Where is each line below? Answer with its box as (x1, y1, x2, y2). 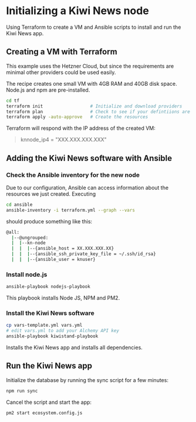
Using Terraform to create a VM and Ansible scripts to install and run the (6, 24, 181, 31)
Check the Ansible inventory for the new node (6, 170, 140, 179)
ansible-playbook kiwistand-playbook (6, 333, 99, 339)
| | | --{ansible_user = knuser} (11, 257, 96, 263)
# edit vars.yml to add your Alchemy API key (6, 328, 119, 334)
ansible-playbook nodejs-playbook (6, 284, 91, 290)
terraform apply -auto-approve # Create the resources (6, 114, 148, 120)
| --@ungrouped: (11, 235, 49, 240)
